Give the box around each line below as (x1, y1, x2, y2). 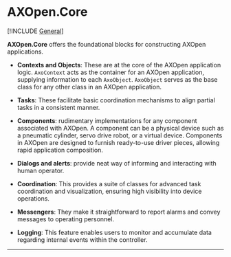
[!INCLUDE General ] (7, 27, 64, 35)
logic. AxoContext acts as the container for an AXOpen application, (16, 68, 205, 76)
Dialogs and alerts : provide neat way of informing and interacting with (16, 159, 217, 167)
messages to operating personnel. (16, 214, 115, 223)
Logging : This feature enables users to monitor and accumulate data (16, 228, 212, 236)
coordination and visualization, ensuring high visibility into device (16, 187, 202, 195)
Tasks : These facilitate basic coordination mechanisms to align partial (16, 96, 215, 104)
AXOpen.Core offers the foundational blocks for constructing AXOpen (7, 40, 206, 48)
